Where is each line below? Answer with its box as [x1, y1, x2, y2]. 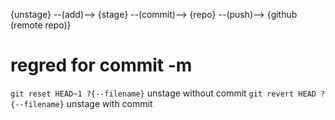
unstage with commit [66, 97, 153, 109]
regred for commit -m [10, 54, 193, 77]
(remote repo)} [10, 19, 72, 31]
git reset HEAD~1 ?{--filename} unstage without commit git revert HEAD [10, 87, 317, 99]
